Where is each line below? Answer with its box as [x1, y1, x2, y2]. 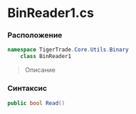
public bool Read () [7, 99, 66, 107]
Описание [24, 66, 56, 74]
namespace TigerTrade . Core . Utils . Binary [7, 46, 130, 54]
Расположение [7, 30, 63, 40]
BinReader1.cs [7, 5, 95, 21]
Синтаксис [7, 84, 48, 93]
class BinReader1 [20, 53, 72, 60]
